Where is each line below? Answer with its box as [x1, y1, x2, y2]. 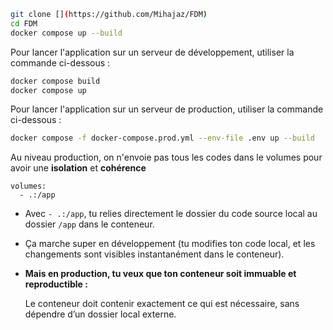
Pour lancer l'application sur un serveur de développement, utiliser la [10, 46, 295, 58]
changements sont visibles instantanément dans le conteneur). [24, 248, 285, 260]
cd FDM [10, 18, 38, 29]
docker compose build [10, 76, 101, 86]
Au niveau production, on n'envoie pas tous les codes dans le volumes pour [10, 151, 323, 164]
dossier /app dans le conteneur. [24, 218, 155, 230]
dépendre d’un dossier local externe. [24, 308, 177, 320]
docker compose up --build [10, 28, 123, 38]
